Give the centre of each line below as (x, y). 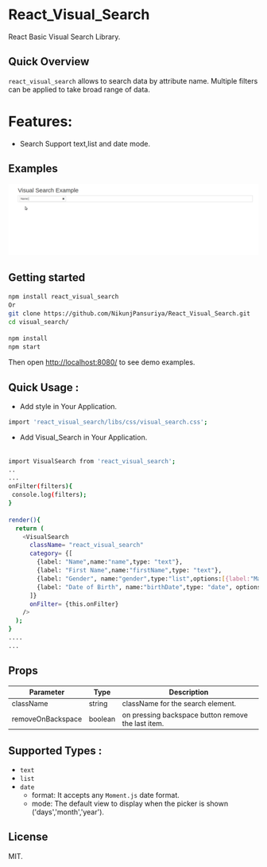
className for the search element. (179, 704)
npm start (25, 347)
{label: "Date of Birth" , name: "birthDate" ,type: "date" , (135, 587)
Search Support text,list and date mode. (85, 143)
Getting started (47, 277)
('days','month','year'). (68, 812)
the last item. (143, 723)
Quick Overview (49, 62)
